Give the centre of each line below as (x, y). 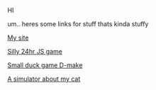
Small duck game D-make (45, 65)
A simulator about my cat (44, 79)
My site (18, 38)
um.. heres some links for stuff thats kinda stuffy (78, 24)
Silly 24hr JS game (35, 51)
